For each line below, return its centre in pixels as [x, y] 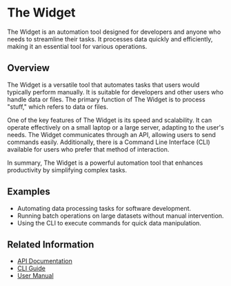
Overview [29, 68]
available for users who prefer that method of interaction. [88, 149]
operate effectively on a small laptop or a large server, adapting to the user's [115, 127]
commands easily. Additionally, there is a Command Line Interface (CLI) [109, 142]
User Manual [35, 276]
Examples [29, 192]
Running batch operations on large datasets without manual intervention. [120, 216]
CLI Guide [31, 268]
